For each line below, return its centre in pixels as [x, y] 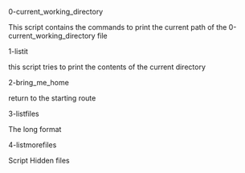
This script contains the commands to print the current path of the [118, 27]
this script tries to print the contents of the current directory [107, 67]
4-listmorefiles [33, 145]
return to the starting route [52, 98]
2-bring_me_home [39, 82]
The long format [35, 129]
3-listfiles [24, 113]
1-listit [18, 51]
